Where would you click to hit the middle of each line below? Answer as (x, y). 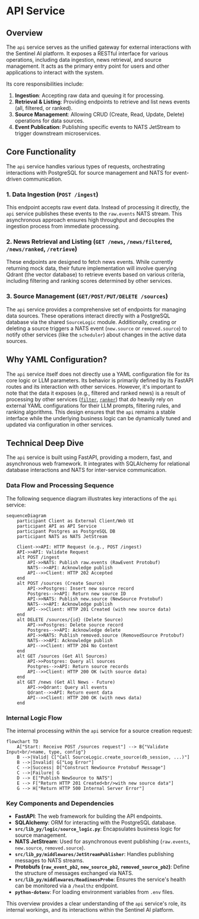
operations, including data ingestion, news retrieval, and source (84, 60)
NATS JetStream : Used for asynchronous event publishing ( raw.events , (102, 842)
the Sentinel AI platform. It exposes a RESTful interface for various (87, 53)
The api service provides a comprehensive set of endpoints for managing (96, 309)
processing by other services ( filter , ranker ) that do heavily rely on (90, 399)
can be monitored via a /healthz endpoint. (67, 886)
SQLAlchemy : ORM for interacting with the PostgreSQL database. (95, 823)
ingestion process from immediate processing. (63, 226)
